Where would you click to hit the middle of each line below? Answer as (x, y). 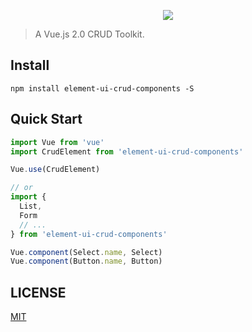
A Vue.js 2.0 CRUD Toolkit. (89, 34)
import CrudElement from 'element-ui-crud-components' (127, 151)
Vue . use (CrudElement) (55, 170)
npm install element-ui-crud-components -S (102, 88)
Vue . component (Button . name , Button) (86, 261)
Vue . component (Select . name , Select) (86, 252)
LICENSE (38, 292)
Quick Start (46, 119)
